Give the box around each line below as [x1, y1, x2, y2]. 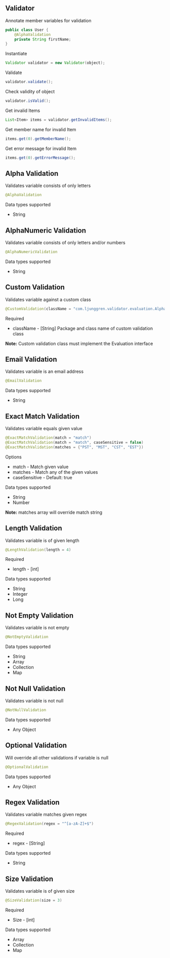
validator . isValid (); [5, 98, 51, 103]
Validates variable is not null [5, 698, 64, 704]
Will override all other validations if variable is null [5, 754, 109, 760]
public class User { [5, 27, 49, 32]
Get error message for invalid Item [5, 145, 77, 151]
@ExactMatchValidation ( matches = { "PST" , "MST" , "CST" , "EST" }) [5, 444, 144, 450]
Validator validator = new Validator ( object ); [5, 60, 105, 65]
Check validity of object [5, 89, 55, 95]
